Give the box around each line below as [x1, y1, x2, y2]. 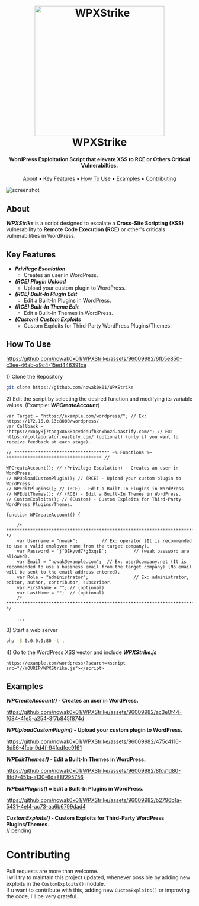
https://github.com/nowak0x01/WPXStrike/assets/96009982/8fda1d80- [6, 767, 181, 775]
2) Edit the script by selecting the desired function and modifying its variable [6, 395, 193, 402]
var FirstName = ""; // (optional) [17, 584, 105, 590]
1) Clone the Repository [6, 373, 63, 380]
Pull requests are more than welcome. [6, 867, 99, 875]
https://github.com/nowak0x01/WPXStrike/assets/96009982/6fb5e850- [6, 355, 182, 362]
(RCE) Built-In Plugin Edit [14, 291, 78, 298]
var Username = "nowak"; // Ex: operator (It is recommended [17, 537, 192, 544]
